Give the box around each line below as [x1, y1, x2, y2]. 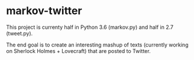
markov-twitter [6, 4, 82, 18]
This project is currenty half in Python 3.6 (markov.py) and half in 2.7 [6, 24, 173, 31]
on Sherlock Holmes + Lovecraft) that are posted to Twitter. [6, 47, 151, 54]
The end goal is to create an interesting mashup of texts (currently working [6, 41, 189, 48]
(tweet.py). [6, 29, 33, 36]
